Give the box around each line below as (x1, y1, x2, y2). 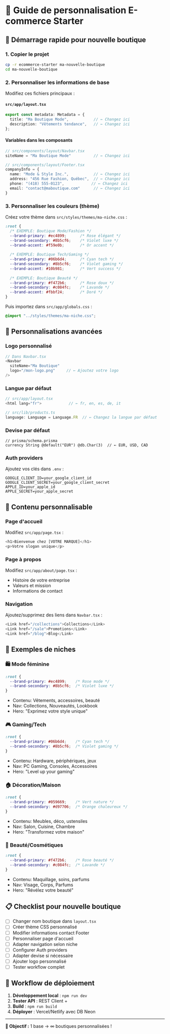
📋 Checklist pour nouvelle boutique (5, 902, 121, 911)
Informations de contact (12, 588, 63, 594)
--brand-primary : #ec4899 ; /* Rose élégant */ (10, 233, 121, 238)
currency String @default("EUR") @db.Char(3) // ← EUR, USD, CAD (5, 443, 148, 448)
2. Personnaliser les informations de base (5, 78, 110, 86)
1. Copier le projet (5, 51, 49, 58)
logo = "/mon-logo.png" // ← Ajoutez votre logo (10, 368, 119, 374)
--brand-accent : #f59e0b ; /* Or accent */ (10, 242, 114, 247)
